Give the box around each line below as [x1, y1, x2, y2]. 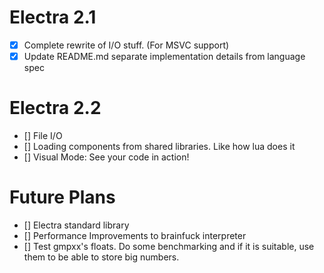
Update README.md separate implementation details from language [23, 51, 306, 62]
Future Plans [9, 186, 116, 209]
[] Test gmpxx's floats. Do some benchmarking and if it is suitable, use [23, 240, 315, 252]
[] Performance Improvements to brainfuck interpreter [23, 229, 247, 241]
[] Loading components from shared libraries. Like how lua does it [23, 141, 296, 152]
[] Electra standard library [23, 219, 130, 231]
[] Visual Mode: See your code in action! [23, 151, 190, 163]
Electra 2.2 [9, 97, 102, 120]
